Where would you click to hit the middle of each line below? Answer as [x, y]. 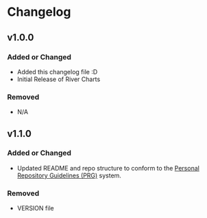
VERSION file [35, 208]
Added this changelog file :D [57, 72]
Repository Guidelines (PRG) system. [69, 175]
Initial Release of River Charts [59, 79]
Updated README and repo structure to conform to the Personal [108, 168]
